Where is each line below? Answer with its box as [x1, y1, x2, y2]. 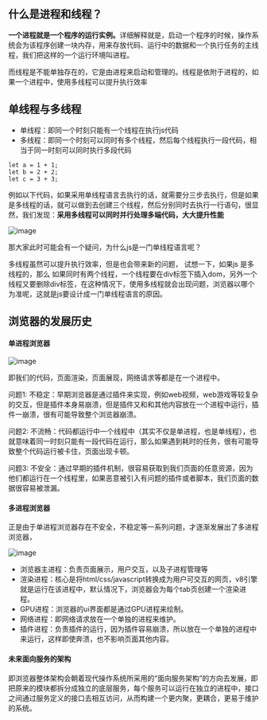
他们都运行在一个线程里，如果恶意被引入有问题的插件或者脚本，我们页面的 [8, 473, 252, 483]
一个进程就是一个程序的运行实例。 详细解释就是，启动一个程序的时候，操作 [8, 30, 252, 40]
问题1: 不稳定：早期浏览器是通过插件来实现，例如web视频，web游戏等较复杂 [8, 389, 259, 400]
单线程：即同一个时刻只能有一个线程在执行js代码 [19, 125, 179, 135]
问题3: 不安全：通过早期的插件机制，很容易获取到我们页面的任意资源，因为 [8, 464, 253, 473]
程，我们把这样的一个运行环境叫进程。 [8, 50, 133, 60]
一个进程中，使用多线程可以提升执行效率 [14, 76, 148, 86]
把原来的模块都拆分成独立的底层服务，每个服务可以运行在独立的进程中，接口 [8, 683, 259, 693]
